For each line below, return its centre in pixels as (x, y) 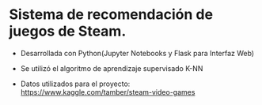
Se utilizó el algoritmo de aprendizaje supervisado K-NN (112, 68)
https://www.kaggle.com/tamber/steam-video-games (108, 92)
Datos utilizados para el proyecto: (75, 84)
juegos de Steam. (68, 31)
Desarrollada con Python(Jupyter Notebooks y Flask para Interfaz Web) (137, 53)
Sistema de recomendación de (111, 15)
